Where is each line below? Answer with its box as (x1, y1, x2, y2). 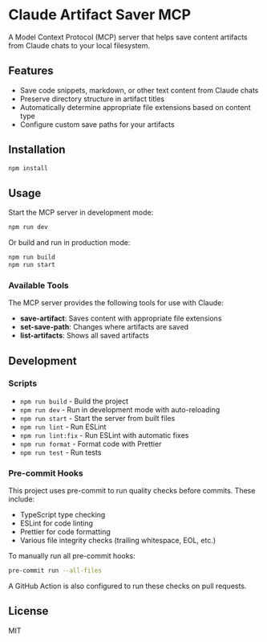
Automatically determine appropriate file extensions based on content (19, 102, 251, 112)
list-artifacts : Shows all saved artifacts (19, 331, 150, 341)
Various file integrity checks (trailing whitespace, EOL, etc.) (19, 536, 216, 546)
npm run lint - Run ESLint (19, 422, 107, 431)
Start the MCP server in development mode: (8, 207, 154, 218)
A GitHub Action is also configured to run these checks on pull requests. (8, 581, 247, 591)
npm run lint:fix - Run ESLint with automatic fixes (19, 430, 189, 440)
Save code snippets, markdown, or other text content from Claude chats (19, 85, 259, 95)
